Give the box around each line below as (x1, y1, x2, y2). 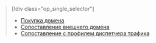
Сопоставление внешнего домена (20, 24, 110, 30)
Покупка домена (20, 17, 65, 24)
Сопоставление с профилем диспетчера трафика (20, 30, 150, 37)
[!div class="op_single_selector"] (11, 5, 95, 12)
